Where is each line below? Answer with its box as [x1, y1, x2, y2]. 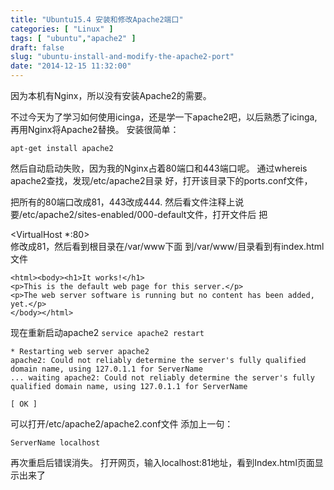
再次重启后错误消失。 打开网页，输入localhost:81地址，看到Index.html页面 [10, 457, 315, 468]
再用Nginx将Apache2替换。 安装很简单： [10, 124, 180, 135]
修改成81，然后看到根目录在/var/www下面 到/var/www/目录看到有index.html [10, 241, 325, 252]
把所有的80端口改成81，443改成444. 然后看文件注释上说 [10, 196, 245, 208]
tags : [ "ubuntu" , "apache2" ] [10, 33, 137, 43]
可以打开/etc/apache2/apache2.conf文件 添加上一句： [10, 418, 234, 430]
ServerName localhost [10, 438, 101, 448]
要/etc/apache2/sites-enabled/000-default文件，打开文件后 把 [10, 209, 268, 220]
